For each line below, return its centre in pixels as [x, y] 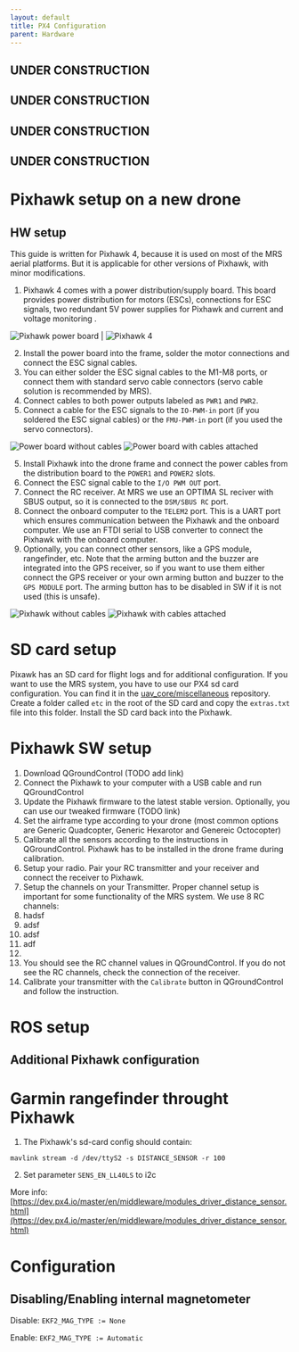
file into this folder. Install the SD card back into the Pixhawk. [121, 712]
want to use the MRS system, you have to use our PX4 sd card [125, 684]
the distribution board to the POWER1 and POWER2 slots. [119, 473]
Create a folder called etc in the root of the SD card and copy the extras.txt [150, 702]
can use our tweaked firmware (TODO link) [101, 811]
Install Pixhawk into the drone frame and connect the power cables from [155, 463]
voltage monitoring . [60, 319]
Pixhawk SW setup [81, 748]
